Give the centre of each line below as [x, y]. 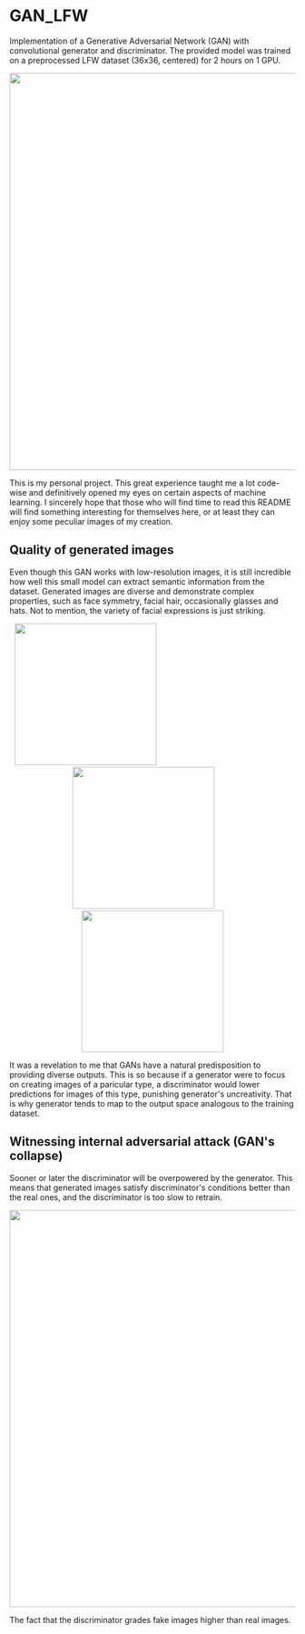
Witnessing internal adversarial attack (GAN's [142, 1142]
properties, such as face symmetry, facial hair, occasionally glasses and [144, 601]
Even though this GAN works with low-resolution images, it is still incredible [151, 572]
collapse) [36, 1156]
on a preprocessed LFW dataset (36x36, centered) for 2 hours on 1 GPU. [145, 60]
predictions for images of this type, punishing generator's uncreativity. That [151, 1094]
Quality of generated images [92, 550]
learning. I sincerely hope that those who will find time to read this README [150, 502]
